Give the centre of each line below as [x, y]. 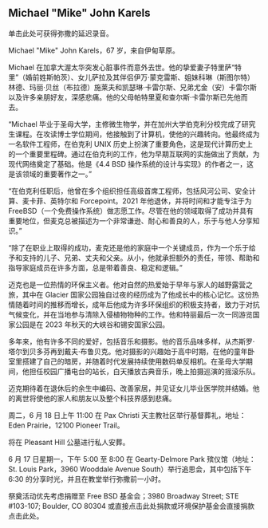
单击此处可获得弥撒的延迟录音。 [61, 33]
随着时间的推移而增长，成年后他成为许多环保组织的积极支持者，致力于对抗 [137, 304]
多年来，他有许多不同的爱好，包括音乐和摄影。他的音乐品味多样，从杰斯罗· [132, 341]
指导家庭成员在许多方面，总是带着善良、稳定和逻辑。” [96, 267]
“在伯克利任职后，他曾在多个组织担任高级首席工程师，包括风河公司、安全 [129, 191]
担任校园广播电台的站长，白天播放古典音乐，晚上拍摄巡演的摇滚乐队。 [144, 371]
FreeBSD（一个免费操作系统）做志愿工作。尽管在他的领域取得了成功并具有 [131, 211]
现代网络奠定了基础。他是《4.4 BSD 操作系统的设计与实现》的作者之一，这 [131, 164]
